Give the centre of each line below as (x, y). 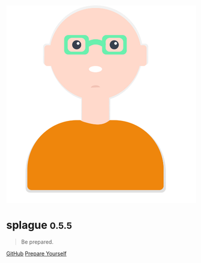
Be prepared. (37, 242)
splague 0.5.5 (39, 225)
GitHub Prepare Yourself (36, 253)
